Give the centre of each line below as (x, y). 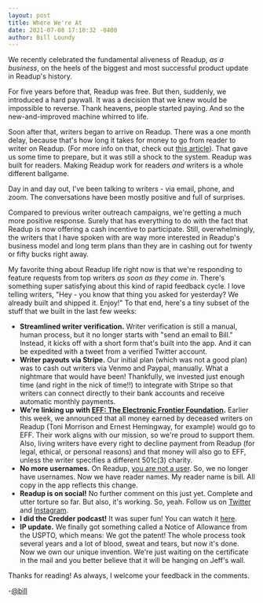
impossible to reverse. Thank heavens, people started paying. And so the (126, 108)
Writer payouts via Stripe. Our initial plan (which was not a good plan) (133, 360)
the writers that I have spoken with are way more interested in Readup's (124, 237)
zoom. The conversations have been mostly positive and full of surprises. (127, 197)
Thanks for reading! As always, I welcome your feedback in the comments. (129, 575)
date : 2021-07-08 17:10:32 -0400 (63, 30)
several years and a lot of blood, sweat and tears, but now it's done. (129, 544)
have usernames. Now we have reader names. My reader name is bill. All (137, 477)
